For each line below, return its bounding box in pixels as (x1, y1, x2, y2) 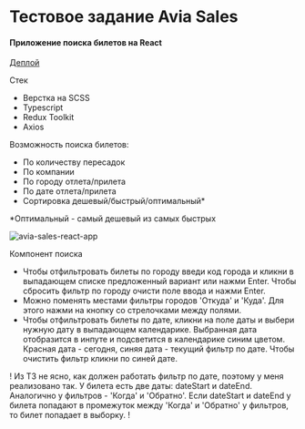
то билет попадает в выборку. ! (9, 410, 130, 421)
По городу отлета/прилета (22, 176, 126, 188)
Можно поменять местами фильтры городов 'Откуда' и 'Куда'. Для (22, 295, 285, 306)
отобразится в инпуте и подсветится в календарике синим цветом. (22, 334, 285, 345)
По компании (22, 167, 75, 178)
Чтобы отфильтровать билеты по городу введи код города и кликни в (22, 266, 294, 277)
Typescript (22, 102, 64, 113)
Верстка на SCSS (22, 93, 91, 104)
